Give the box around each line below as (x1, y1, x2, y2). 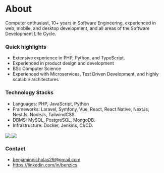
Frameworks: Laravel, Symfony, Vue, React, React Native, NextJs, (12, 106, 149, 112)
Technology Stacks (5, 89, 54, 96)
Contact (5, 145, 26, 152)
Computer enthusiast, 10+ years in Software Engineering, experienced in (5, 20, 156, 26)
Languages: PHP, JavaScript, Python (12, 100, 89, 107)
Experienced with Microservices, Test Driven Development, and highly (12, 71, 159, 77)
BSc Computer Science (12, 65, 62, 72)
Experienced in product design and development (12, 60, 115, 66)
